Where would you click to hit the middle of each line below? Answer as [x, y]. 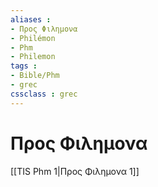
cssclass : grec [44, 94]
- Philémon [33, 38]
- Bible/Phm [35, 76]
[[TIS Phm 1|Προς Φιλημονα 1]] [75, 171]
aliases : [31, 19]
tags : [24, 66]
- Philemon [33, 57]
